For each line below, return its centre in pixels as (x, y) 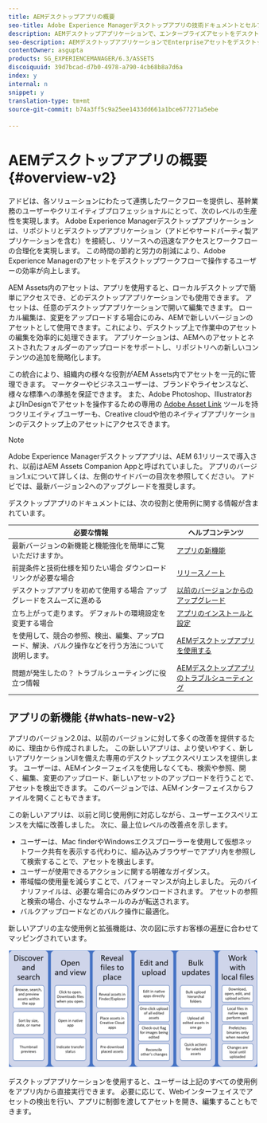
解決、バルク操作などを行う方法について (99, 645)
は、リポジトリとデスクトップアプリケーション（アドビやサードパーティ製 (130, 231)
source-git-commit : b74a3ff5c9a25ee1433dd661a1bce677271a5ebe (113, 109)
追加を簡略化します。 (70, 358)
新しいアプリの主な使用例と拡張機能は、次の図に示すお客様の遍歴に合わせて (133, 929)
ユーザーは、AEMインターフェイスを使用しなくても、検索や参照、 (132, 768)
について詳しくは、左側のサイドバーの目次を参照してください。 (135, 476)
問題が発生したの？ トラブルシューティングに (85, 673)
